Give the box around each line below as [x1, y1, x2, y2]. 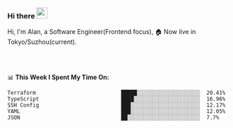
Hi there [7, 11, 35, 21]
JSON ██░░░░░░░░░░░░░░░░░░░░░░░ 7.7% [7, 114, 220, 122]
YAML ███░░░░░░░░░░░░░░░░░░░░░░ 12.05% [7, 108, 226, 115]
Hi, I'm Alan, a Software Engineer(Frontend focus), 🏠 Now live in [7, 28, 196, 36]
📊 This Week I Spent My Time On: [7, 73, 109, 81]
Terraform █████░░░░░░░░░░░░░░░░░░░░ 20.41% [7, 89, 226, 97]
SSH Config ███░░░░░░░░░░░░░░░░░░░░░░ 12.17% [7, 102, 226, 109]
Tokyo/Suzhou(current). [7, 37, 77, 46]
